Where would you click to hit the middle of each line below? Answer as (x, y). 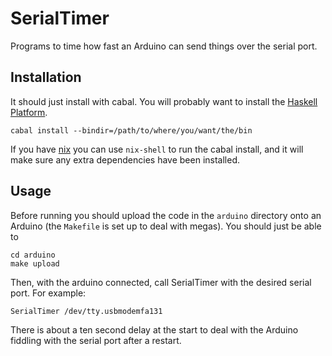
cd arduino (33, 255)
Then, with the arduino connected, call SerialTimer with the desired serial (161, 282)
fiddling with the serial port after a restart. (96, 340)
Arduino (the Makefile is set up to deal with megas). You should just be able (166, 226)
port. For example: (48, 293)
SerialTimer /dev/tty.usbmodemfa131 (86, 311)
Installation (46, 77)
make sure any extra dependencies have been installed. (125, 159)
